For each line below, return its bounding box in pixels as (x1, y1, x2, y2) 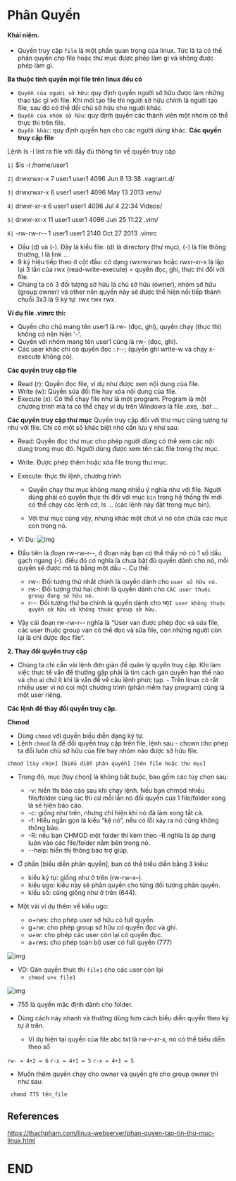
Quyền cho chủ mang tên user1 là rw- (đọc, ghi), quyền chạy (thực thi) (17, 323, 222, 331)
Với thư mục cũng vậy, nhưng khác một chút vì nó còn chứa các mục (27, 514, 228, 523)
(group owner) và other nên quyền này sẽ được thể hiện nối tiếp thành (17, 287, 221, 296)
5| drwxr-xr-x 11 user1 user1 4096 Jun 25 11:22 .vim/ (7, 216, 159, 224)
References (7, 1110, 59, 1122)
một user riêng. (17, 691, 62, 699)
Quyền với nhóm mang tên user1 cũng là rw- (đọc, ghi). (17, 338, 178, 346)
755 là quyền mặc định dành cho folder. (17, 1001, 133, 1009)
